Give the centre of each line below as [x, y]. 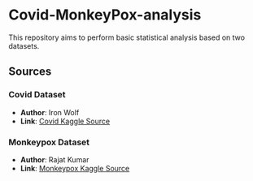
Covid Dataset [37, 95]
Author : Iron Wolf [50, 112]
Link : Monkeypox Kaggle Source [75, 168]
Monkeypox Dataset [49, 142]
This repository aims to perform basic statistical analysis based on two [127, 37]
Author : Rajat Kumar [55, 159]
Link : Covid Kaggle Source [65, 121]
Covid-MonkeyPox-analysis [105, 15]
